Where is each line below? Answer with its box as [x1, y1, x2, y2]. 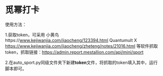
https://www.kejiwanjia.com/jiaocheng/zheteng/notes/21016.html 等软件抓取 [5, 43, 158, 49]
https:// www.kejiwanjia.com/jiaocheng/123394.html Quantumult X [5, 37, 138, 43]
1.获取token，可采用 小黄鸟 [5, 32, 60, 38]
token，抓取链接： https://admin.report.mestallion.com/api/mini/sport [5, 49, 144, 55]
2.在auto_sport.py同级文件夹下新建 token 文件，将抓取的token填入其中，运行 [5, 59, 158, 65]
